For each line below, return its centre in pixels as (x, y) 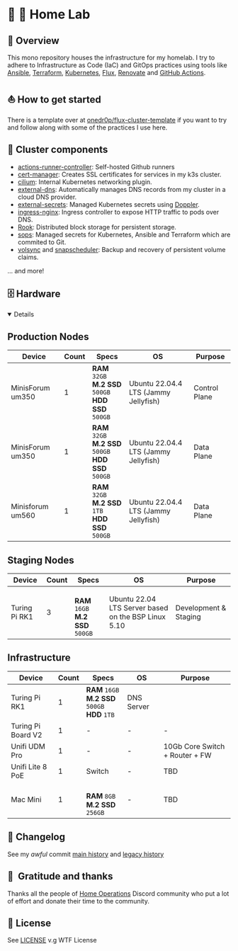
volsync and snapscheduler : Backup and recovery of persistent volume (121, 249)
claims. (28, 257)
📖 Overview (33, 41)
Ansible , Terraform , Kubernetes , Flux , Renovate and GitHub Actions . (107, 73)
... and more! (26, 271)
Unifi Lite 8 (29, 766)
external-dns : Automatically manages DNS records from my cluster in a (121, 189)
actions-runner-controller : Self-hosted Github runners (96, 166)
